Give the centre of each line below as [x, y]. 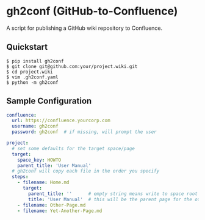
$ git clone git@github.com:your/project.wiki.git [72, 66]
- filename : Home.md [43, 183]
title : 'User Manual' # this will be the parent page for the [110, 199]
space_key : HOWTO [39, 160]
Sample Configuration [49, 101]
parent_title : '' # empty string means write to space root [113, 194]
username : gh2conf [35, 126]
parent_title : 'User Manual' [54, 165]
